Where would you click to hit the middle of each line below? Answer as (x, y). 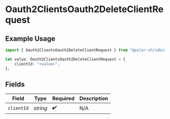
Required (63, 98)
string (40, 108)
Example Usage (30, 39)
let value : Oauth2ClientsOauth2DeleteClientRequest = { (65, 59)
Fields (15, 84)
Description (94, 98)
